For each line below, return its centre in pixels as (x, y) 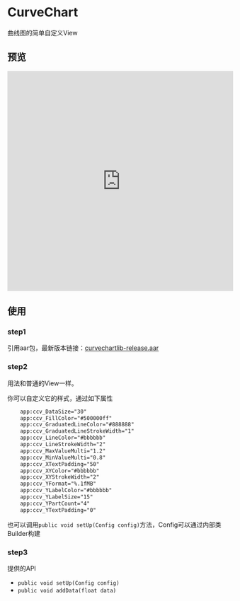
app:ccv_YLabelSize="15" (57, 497)
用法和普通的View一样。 (42, 383)
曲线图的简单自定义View (42, 33)
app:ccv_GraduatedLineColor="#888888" (77, 425)
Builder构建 (24, 533)
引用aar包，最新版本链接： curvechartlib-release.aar (83, 348)
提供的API (22, 568)
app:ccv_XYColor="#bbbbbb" (60, 471)
